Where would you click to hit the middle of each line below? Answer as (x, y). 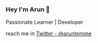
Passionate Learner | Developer (45, 22)
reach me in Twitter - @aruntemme (49, 34)
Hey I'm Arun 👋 (28, 9)
